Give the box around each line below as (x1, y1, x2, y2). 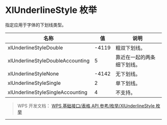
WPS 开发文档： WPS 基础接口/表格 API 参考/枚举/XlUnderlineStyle (17, 103, 155, 109)
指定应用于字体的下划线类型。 (5, 22, 66, 28)
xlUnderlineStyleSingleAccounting (7, 89, 88, 96)
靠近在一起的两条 (115, 54, 156, 61)
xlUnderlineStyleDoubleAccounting (7, 57, 90, 64)
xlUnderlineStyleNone (7, 70, 59, 77)
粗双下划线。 (115, 44, 146, 51)
